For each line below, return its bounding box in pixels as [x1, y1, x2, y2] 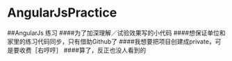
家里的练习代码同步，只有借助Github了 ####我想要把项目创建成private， [7, 37, 215, 46]
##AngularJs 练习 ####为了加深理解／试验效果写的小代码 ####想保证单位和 [7, 28, 226, 37]
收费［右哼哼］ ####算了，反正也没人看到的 [19, 46, 147, 54]
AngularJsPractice [7, 5, 117, 21]
